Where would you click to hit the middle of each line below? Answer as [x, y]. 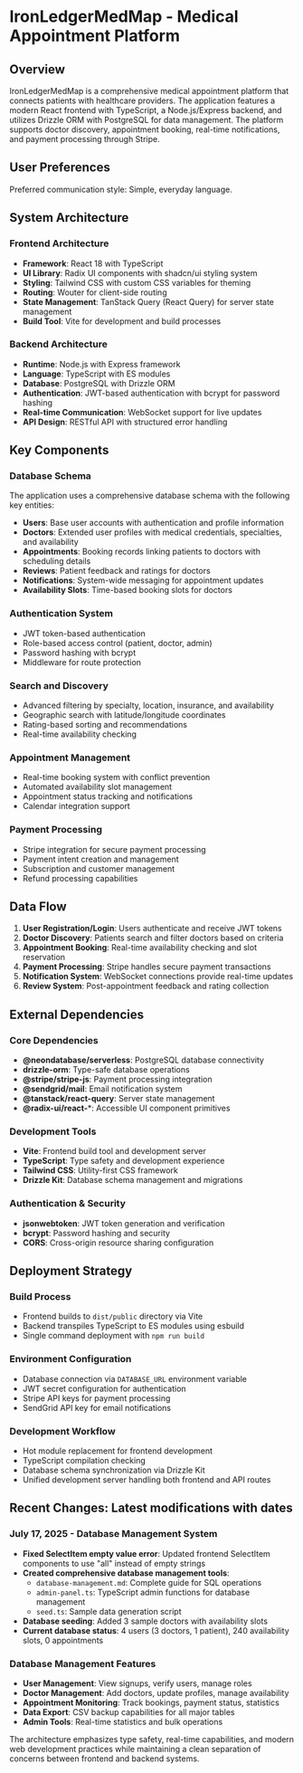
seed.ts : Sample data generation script [109, 1611]
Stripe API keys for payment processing [96, 1398]
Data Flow [38, 907]
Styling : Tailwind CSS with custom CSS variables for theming [137, 282]
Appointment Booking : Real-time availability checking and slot [140, 948]
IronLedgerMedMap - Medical [124, 17]
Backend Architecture [59, 344]
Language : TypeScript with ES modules [96, 374]
